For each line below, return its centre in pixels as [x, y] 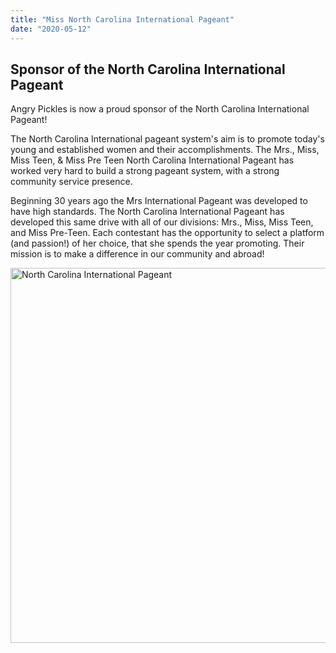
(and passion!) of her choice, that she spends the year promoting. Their [157, 243]
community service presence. [71, 182]
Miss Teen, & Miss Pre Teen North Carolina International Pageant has [152, 160]
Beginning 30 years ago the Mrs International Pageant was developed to [159, 201]
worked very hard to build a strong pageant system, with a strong [145, 171]
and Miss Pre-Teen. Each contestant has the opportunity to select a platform [167, 233]
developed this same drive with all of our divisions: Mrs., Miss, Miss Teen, [162, 222]
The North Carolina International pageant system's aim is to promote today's [167, 139]
